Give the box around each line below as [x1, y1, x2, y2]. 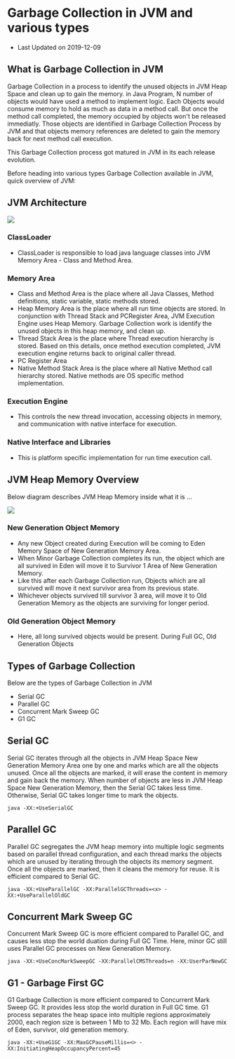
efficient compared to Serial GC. [7, 872, 100, 881]
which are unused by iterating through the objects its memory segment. [7, 857, 214, 865]
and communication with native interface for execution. [17, 420, 177, 428]
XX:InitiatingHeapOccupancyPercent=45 [7, 1045, 121, 1053]
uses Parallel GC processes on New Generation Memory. [7, 945, 172, 953]
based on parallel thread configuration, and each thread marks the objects [7, 850, 222, 858]
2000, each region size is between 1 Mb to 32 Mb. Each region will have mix [7, 1018, 227, 1027]
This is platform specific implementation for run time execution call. [17, 453, 213, 461]
